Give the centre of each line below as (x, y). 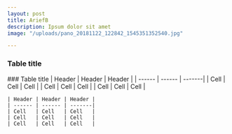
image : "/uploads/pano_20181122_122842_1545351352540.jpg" (95, 33)
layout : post (26, 14)
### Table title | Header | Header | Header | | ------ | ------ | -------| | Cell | (116, 79)
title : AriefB (28, 20)
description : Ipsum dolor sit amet (59, 27)
